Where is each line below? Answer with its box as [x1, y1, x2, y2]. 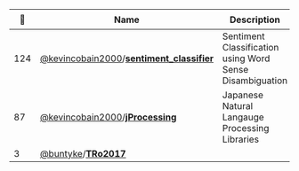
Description [230, 13, 280, 26]
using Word [222, 52, 271, 65]
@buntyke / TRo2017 [39, 148, 126, 159]
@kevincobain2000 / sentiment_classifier [39, 52, 214, 65]
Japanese [222, 89, 264, 101]
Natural [222, 100, 254, 112]
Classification [222, 42, 279, 53]
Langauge [222, 111, 264, 123]
